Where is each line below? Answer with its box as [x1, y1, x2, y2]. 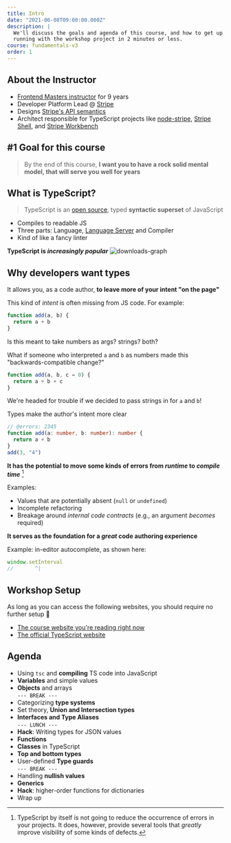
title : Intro [7, 10, 45, 17]
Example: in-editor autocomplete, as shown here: [7, 546, 146, 554]
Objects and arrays [16, 684, 72, 692]
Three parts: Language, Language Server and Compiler [16, 226, 174, 235]
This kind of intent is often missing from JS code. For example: [7, 299, 184, 307]
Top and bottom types [16, 749, 82, 757]
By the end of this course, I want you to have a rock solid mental [23, 160, 208, 168]
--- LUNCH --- [16, 722, 58, 728]
